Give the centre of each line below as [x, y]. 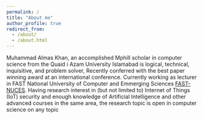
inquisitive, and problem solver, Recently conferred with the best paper [96, 70]
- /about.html [30, 40]
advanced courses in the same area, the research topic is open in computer [102, 103]
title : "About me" [30, 18]
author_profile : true [34, 23]
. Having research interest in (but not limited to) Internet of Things [108, 90]
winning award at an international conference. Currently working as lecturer [102, 77]
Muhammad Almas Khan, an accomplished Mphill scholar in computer [94, 58]
